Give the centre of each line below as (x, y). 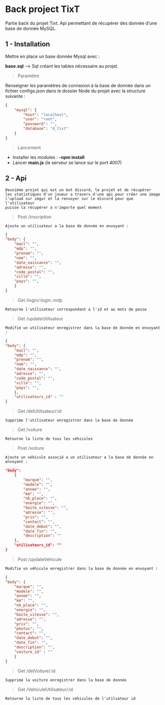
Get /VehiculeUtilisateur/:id (45, 689)
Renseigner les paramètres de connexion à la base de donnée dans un (78, 85)
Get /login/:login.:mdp (40, 300)
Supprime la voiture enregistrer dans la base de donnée (66, 680)
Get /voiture (30, 430)
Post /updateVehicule (39, 559)
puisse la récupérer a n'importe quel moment (53, 207)
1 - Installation (28, 44)
